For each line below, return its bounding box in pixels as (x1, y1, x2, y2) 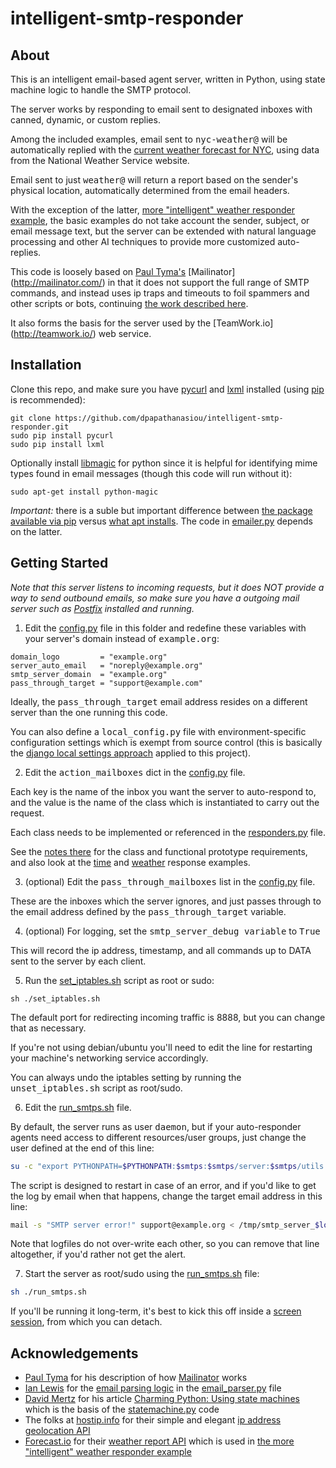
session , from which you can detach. (10, 1316, 163, 1328)
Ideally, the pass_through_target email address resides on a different (10, 695, 308, 707)
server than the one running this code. (10, 706, 168, 718)
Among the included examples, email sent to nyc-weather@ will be (10, 133, 288, 145)
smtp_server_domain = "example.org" (10, 669, 168, 679)
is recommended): (10, 393, 86, 406)
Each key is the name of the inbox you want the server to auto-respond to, (10, 785, 317, 797)
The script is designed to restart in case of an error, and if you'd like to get (10, 1179, 317, 1191)
